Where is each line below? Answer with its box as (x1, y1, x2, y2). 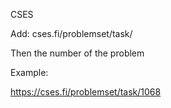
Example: (10, 67, 49, 78)
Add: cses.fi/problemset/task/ (10, 28, 133, 39)
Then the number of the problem (10, 47, 145, 59)
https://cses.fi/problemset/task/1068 (10, 86, 162, 98)
